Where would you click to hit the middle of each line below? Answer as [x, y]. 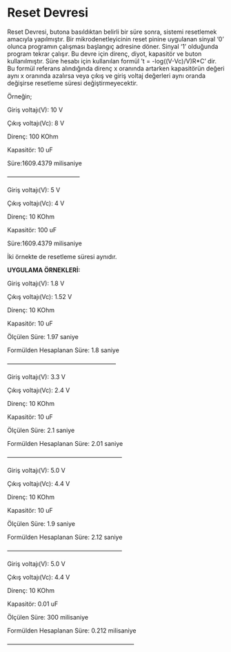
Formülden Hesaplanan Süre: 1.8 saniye [63, 350]
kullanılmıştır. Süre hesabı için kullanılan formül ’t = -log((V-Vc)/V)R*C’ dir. [112, 61]
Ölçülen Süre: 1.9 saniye [41, 523]
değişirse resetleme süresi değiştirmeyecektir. [72, 83]
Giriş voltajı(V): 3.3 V [36, 376]
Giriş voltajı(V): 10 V [35, 110]
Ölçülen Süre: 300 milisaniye [48, 617]
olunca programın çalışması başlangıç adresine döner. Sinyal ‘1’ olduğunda [113, 46]
